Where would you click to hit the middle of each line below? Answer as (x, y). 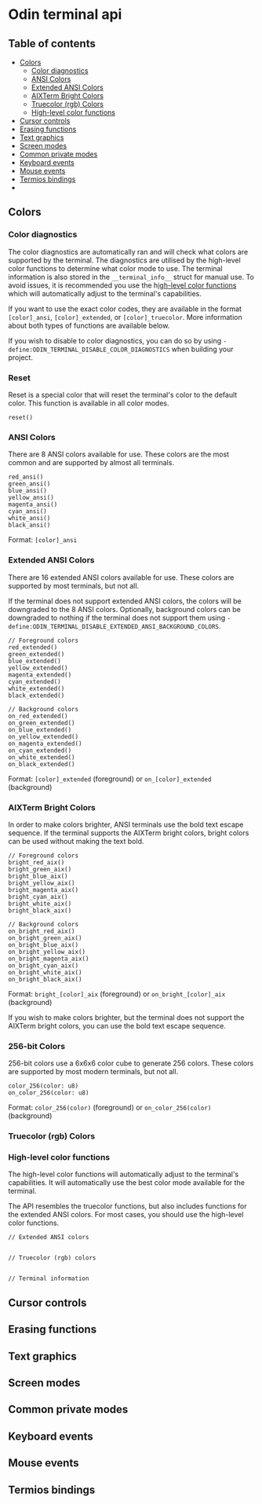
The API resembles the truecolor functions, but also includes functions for (127, 1206)
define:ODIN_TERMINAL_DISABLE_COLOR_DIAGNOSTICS (89, 350)
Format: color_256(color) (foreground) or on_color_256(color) (110, 1108)
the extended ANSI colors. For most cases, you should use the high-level (126, 1215)
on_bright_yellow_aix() (47, 952)
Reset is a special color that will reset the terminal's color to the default (123, 394)
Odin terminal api (65, 15)
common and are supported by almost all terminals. (91, 463)
